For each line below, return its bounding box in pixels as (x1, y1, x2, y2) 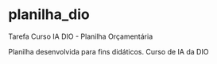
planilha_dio (8, 6, 90, 24)
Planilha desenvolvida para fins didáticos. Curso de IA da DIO (8, 47, 209, 56)
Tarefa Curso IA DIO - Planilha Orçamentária (8, 32, 153, 41)
